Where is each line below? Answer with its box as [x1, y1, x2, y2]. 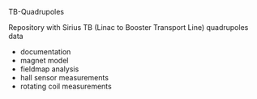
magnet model [19, 56, 69, 65]
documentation [19, 47, 71, 56]
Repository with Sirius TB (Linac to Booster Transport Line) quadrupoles [8, 23, 249, 32]
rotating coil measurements [19, 81, 112, 91]
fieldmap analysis [19, 64, 79, 74]
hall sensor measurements [19, 73, 109, 82]
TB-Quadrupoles [8, 7, 65, 16]
